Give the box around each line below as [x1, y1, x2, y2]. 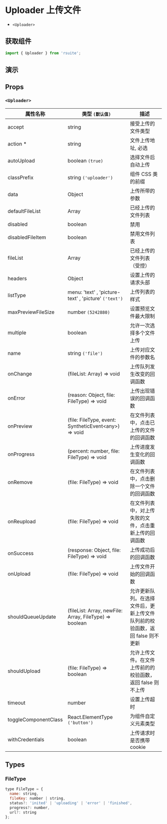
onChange [7, 370, 32, 377]
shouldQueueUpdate [7, 613, 56, 620]
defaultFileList [7, 207, 41, 214]
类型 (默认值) [82, 110, 111, 117]
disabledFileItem [7, 234, 46, 241]
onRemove [7, 479, 33, 486]
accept [7, 123, 24, 130]
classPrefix [7, 174, 34, 181]
